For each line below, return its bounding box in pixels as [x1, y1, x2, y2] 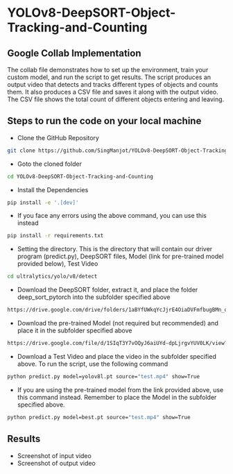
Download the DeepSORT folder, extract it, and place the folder [17, 286, 198, 294]
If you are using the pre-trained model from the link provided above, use [17, 385, 224, 393]
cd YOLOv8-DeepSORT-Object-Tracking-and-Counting [7, 173, 154, 180]
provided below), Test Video [17, 260, 98, 268]
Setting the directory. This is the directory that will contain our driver [17, 245, 213, 253]
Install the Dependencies [17, 185, 89, 194]
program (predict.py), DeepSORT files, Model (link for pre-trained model [17, 252, 224, 261]
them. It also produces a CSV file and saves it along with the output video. [7, 88, 218, 96]
